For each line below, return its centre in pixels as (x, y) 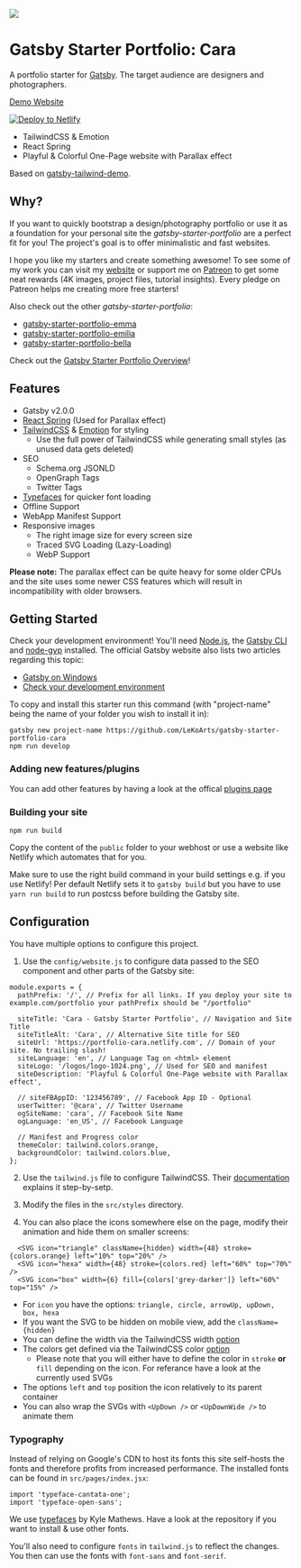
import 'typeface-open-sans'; (66, 1503)
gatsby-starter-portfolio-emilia (79, 333)
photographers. (38, 84)
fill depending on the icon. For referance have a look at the (148, 1368)
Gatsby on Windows (59, 677)
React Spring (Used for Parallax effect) (94, 420)
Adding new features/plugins (75, 769)
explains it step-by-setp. (68, 1187)
